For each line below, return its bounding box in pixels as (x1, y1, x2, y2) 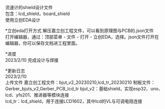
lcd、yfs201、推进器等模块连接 (5, 92, 69, 98)
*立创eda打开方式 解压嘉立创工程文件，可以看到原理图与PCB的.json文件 (5, 28, 154, 34)
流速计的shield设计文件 (5, 5, 53, 10)
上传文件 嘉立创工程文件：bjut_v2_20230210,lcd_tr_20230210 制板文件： (5, 79, 155, 85)
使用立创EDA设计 (5, 17, 41, 23)
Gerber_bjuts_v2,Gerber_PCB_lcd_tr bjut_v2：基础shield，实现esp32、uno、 (5, 86, 163, 91)
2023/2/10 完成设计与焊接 (5, 57, 59, 63)
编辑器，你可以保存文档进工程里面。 (5, 40, 80, 46)
